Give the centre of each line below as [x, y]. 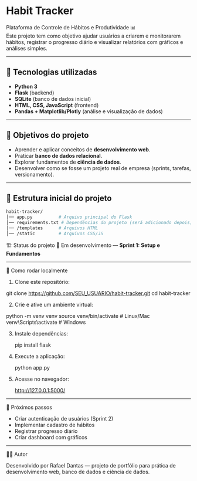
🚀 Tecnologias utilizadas [52, 72]
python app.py [32, 367]
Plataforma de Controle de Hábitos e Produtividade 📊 [71, 27]
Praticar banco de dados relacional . [58, 155]
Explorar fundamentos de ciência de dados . [68, 162]
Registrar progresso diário [46, 431]
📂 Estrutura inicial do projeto [59, 198]
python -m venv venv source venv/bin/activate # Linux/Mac [78, 316]
